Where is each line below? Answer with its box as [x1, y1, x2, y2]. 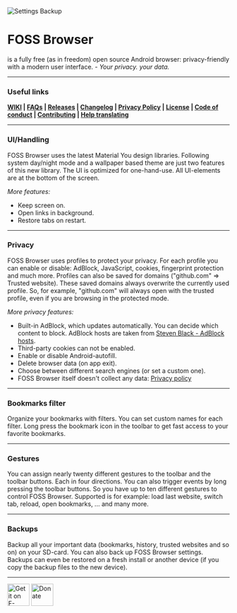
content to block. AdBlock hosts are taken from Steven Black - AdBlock [17, 328, 224, 337]
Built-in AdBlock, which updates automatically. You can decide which [17, 321, 219, 330]
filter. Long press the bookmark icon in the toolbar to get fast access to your [7, 422, 229, 430]
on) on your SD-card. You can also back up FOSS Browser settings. [7, 548, 203, 556]
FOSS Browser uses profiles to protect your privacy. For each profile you [7, 256, 219, 265]
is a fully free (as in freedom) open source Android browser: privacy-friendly [7, 55, 230, 63]
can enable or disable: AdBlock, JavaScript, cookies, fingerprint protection [7, 263, 224, 272]
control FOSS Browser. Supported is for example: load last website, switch [7, 492, 224, 501]
